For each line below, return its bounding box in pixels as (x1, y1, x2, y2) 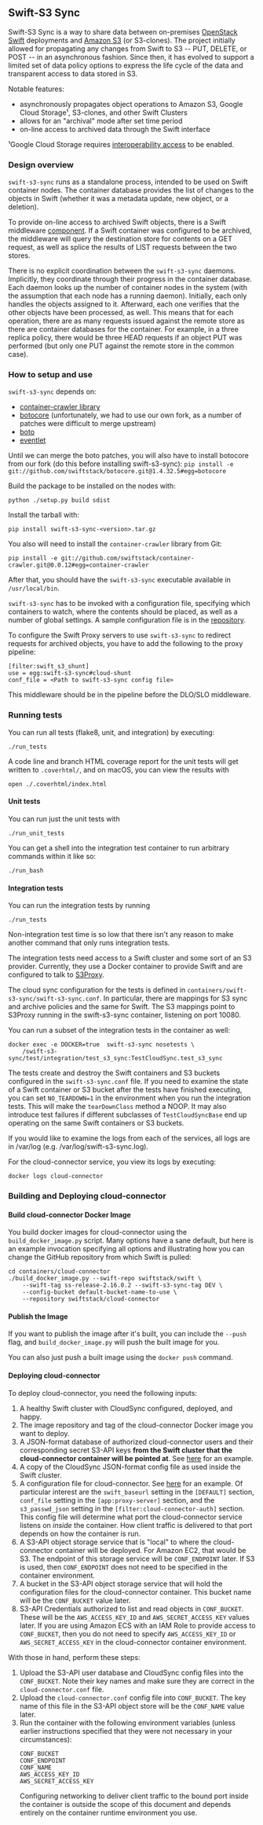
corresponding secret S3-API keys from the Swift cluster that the (19, 1445, 233, 1455)
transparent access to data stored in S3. (8, 68, 138, 78)
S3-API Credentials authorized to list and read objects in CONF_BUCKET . (19, 1603, 244, 1614)
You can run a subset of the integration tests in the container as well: (8, 1026, 231, 1035)
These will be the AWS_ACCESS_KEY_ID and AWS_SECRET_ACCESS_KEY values (19, 1612, 250, 1621)
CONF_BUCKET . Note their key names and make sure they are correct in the (19, 1676, 255, 1685)
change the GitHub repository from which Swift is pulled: (8, 1253, 192, 1262)
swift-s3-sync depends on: (8, 387, 97, 396)
